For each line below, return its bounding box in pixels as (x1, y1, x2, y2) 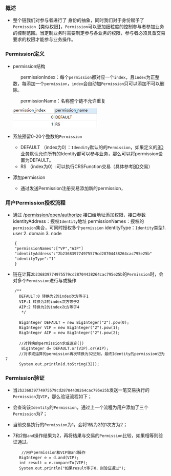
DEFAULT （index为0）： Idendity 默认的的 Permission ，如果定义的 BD (20, 144, 164, 150)
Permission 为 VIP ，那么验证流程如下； (12, 394, 92, 400)
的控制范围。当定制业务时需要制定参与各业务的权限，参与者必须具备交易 (12, 30, 165, 36)
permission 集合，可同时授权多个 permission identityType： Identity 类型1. (12, 224, 166, 231)
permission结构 (12, 63, 46, 69)
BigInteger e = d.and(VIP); (18, 455, 79, 461)
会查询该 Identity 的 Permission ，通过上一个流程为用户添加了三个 (12, 404, 148, 410)
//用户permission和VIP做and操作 (21, 450, 86, 456)
